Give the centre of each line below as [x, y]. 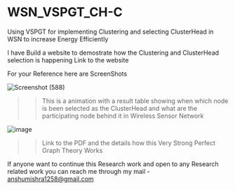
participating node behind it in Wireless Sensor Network [123, 116]
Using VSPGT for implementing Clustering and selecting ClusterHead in [110, 32]
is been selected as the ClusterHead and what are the [120, 108]
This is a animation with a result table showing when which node [135, 101]
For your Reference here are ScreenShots [67, 74]
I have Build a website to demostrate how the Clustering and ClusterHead [113, 53]
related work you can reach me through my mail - [79, 171]
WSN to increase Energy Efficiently [58, 39]
